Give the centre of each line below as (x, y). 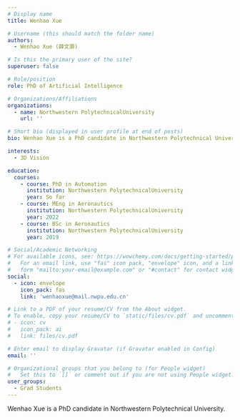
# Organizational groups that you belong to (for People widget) (106, 369)
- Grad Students (38, 389)
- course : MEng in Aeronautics (67, 204)
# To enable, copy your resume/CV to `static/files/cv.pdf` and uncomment (121, 316)
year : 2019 (42, 237)
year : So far (46, 197)
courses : (27, 177)
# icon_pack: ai (35, 329)
